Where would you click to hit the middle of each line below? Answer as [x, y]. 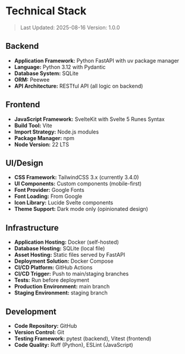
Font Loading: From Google [48, 196]
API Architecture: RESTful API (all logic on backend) [79, 86]
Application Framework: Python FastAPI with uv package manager [97, 60]
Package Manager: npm [44, 138]
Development [31, 311]
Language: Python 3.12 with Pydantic [60, 67]
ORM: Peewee [32, 79]
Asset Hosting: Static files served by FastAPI [70, 255]
